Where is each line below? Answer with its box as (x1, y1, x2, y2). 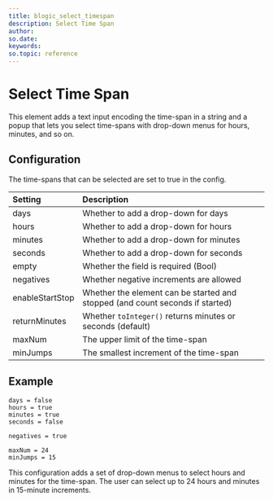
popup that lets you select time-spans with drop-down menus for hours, (8, 120, 250, 130)
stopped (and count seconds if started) (82, 297, 232, 308)
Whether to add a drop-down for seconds (82, 247, 243, 258)
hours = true (8, 403, 53, 411)
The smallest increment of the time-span (82, 347, 240, 358)
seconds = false (8, 417, 63, 426)
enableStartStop (12, 292, 75, 303)
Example (8, 375, 54, 389)
